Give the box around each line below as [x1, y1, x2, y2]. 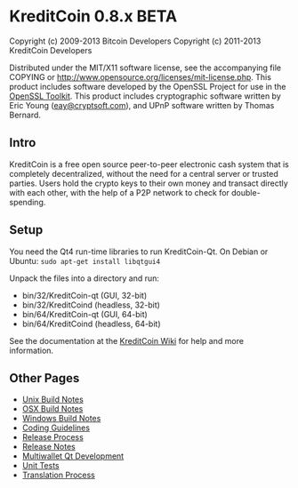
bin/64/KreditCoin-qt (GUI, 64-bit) [21, 308, 149, 319]
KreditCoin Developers [9, 44, 93, 55]
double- [230, 187, 261, 197]
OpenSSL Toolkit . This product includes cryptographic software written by [9, 91, 282, 101]
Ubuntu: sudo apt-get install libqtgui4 [9, 255, 161, 266]
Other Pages [9, 371, 80, 386]
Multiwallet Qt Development [21, 451, 125, 461]
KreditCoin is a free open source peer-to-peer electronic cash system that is [9, 158, 289, 170]
